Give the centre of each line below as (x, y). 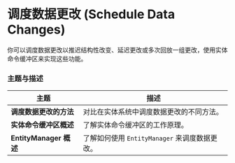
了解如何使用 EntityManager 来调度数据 (147, 139)
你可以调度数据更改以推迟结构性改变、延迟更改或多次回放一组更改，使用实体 (117, 50)
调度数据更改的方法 (43, 112)
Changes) (36, 30)
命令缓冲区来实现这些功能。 (47, 58)
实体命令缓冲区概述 (43, 125)
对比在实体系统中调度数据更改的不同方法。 (153, 112)
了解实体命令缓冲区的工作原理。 (136, 125)
